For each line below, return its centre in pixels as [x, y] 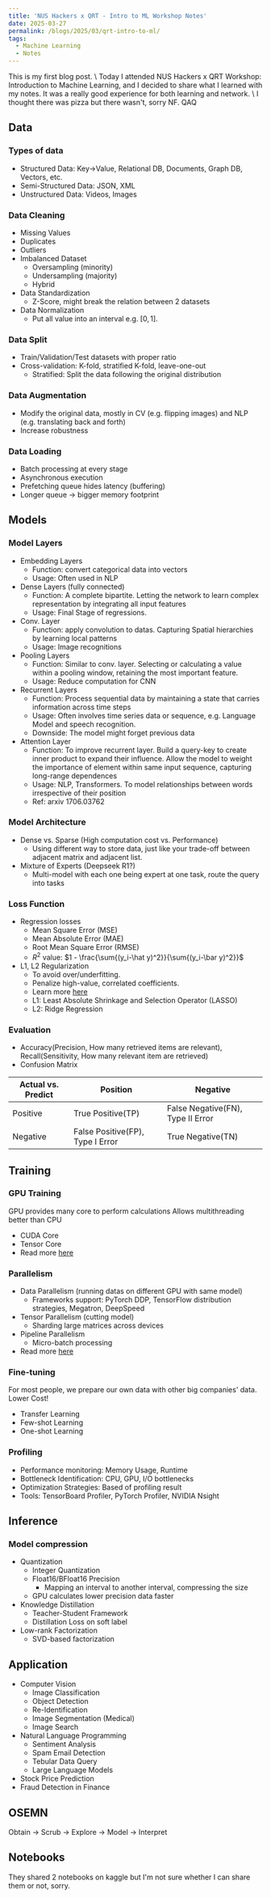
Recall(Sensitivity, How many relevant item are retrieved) [114, 1056]
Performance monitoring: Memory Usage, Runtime [104, 1470]
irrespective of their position [79, 793]
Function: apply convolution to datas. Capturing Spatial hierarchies [143, 629]
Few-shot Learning [51, 1423]
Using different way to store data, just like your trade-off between [141, 848]
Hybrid [43, 284]
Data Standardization [55, 293]
